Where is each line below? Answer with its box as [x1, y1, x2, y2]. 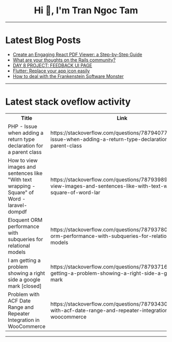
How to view [8, 156, 38, 164]
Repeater [8, 310, 30, 317]
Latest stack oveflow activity [5, 96, 131, 108]
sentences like [8, 169, 42, 176]
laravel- [8, 202, 27, 209]
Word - [8, 195, 26, 202]
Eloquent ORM [8, 216, 42, 224]
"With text [8, 176, 32, 183]
